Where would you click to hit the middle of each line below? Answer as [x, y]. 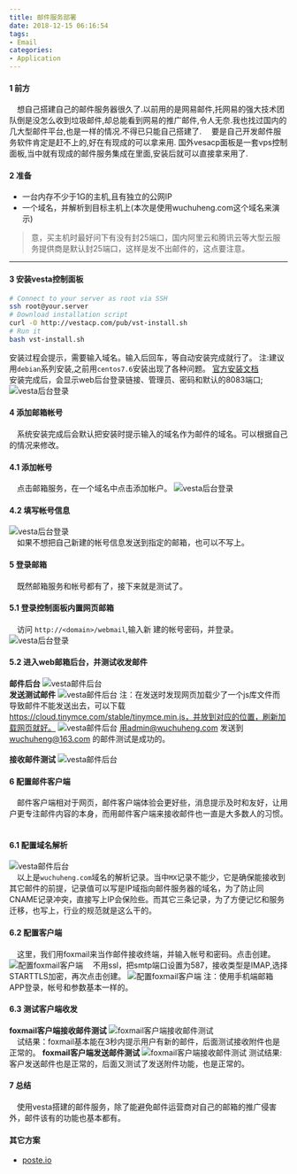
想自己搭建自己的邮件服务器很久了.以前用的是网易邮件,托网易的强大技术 [147, 109]
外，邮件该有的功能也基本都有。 [67, 1118]
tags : [19, 34]
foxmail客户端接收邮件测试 [58, 1030]
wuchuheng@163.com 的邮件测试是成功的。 [90, 739]
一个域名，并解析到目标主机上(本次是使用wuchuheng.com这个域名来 [147, 208]
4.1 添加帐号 [31, 467]
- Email [23, 42]
